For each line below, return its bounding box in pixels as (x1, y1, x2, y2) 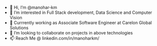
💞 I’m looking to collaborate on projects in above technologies (9, 30, 133, 35)
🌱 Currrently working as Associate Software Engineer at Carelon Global (9, 20, 152, 25)
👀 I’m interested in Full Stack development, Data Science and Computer (9, 10, 153, 15)
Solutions (9, 25, 29, 31)
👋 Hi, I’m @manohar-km (9, 5, 57, 10)
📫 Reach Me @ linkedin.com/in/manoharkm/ (9, 35, 99, 41)
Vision (9, 15, 23, 20)
